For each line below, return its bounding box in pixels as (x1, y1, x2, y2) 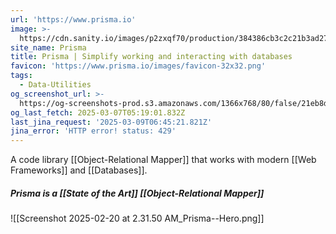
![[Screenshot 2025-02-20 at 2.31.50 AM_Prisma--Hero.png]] (10, 212, 265, 225)
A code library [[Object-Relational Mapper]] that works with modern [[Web (10, 154, 317, 166)
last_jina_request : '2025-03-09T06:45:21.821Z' (10, 117, 213, 127)
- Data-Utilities (19, 80, 92, 90)
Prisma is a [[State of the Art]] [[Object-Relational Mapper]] (10, 187, 265, 199)
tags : (10, 71, 33, 81)
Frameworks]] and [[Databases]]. (10, 164, 148, 176)
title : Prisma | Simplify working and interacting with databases (10, 52, 293, 62)
